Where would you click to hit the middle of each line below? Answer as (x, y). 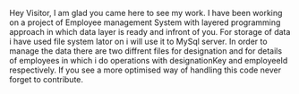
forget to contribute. (46, 79)
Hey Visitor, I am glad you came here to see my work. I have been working (146, 13)
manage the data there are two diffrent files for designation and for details (146, 51)
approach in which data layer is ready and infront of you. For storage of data (150, 32)
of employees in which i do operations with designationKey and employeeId (149, 60)
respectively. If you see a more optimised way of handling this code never (145, 70)
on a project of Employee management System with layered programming (145, 22)
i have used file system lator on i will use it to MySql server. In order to (138, 41)
